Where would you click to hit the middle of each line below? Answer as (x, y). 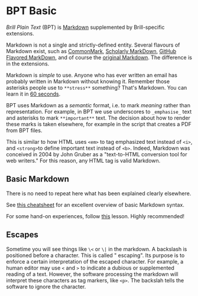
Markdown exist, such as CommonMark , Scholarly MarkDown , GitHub (91, 51)
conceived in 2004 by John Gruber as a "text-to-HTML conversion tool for (97, 154)
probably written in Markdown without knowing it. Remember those (88, 81)
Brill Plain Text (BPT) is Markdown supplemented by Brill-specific (85, 27)
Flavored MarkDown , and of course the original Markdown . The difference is (99, 57)
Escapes (22, 235)
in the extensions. (28, 64)
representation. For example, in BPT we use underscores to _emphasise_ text (99, 111)
